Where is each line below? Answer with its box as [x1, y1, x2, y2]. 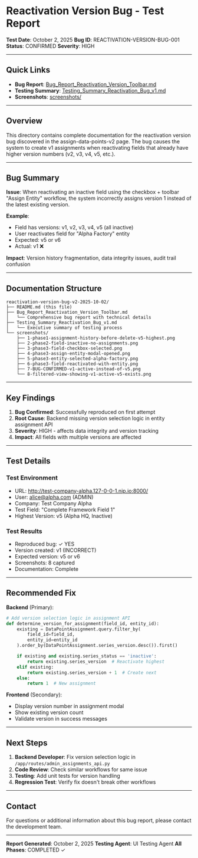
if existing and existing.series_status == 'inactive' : [16, 653, 157, 659]
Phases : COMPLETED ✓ [6, 846, 66, 853]
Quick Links [6, 65, 51, 75]
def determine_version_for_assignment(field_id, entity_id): [6, 620, 160, 626]
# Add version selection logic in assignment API [6, 615, 131, 621]
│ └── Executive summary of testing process [6, 325, 123, 331]
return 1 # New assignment [27, 681, 96, 686]
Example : [6, 212, 29, 219]
